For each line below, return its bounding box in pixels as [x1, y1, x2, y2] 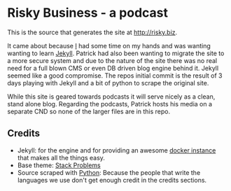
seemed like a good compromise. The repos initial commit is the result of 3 [7, 71, 223, 80]
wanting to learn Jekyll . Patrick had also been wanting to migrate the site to [7, 49, 225, 57]
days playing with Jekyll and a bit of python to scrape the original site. [7, 78, 209, 87]
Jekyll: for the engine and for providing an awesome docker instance [17, 146, 216, 155]
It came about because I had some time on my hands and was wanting [7, 41, 211, 50]
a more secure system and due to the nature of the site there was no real [7, 56, 218, 64]
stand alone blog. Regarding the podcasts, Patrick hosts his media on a [7, 99, 212, 108]
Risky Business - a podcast [7, 5, 168, 21]
